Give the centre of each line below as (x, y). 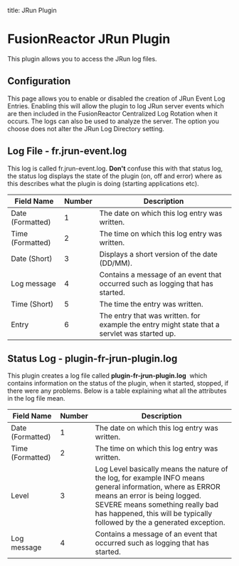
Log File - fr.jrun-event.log (67, 151)
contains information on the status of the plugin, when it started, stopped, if (118, 384)
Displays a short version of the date (159, 254)
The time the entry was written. (152, 304)
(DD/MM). (116, 263)
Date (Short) (32, 258)
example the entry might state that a (159, 324)
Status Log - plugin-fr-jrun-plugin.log (92, 358)
